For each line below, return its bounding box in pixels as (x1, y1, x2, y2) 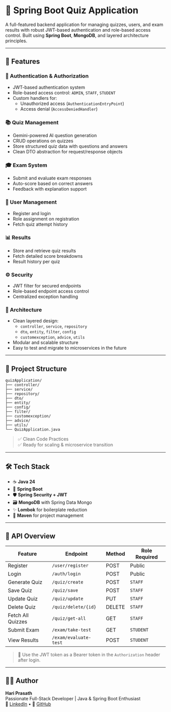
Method (106, 550, 126, 557)
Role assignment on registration (12, 216, 80, 222)
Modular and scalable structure (12, 339, 79, 346)
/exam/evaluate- (51, 635, 92, 640)
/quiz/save (51, 587, 78, 593)
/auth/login (51, 571, 81, 576)
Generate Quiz (8, 578, 43, 586)
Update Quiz (8, 595, 38, 602)
